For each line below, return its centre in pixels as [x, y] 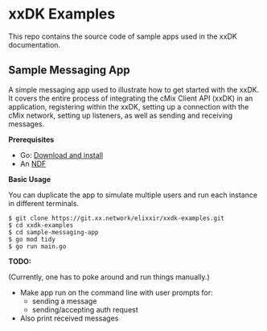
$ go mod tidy [32, 239]
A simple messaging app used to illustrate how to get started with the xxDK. [134, 89]
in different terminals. [43, 203]
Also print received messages [69, 318]
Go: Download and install [61, 155]
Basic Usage [29, 179]
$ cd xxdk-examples [41, 225]
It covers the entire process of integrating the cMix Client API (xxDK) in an [131, 98]
